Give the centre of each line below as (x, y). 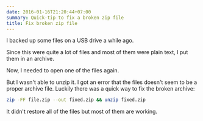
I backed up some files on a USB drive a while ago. (70, 41)
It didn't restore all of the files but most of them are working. (82, 112)
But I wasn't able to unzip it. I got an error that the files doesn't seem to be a (102, 82)
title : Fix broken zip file (42, 23)
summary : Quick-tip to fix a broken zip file (65, 18)
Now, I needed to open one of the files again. (63, 71)
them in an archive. (30, 59)
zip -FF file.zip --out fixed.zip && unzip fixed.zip (76, 100)
